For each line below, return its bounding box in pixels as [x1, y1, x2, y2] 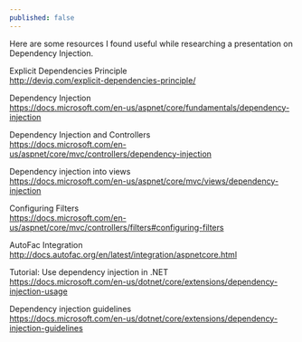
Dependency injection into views [9, 166, 131, 176]
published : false [9, 13, 75, 23]
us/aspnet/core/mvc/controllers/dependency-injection [9, 148, 212, 159]
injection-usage [9, 286, 68, 297]
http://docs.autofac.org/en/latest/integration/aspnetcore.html [9, 249, 238, 260]
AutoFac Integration [9, 239, 83, 250]
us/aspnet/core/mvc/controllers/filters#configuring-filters [9, 222, 224, 233]
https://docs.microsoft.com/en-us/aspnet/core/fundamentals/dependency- [9, 101, 290, 113]
